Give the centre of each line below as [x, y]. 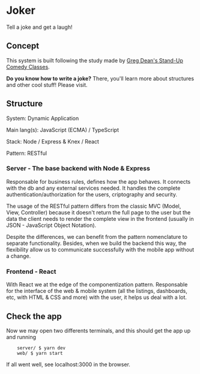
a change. [19, 256]
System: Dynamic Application [43, 118]
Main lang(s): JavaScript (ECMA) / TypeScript [62, 130]
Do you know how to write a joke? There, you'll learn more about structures [100, 78]
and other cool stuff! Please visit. [47, 85]
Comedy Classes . [28, 67]
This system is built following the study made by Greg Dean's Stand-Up [95, 60]
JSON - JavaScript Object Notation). [51, 225]
